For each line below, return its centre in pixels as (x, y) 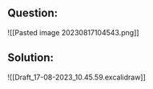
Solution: (30, 58)
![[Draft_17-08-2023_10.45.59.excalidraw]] (76, 77)
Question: (33, 13)
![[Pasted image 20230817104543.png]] (73, 32)
